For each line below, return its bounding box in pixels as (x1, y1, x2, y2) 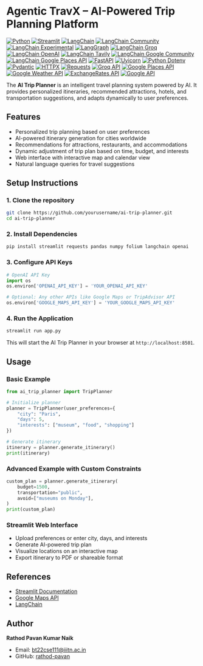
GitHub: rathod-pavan (15, 653, 71, 660)
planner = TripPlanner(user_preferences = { (6, 405, 115, 411)
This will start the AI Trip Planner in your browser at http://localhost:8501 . (6, 339, 195, 346)
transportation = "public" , (17, 489, 83, 496)
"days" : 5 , (17, 416, 45, 423)
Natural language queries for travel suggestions (15, 160, 135, 168)
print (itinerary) (6, 450, 50, 456)
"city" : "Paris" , (17, 411, 61, 417)
